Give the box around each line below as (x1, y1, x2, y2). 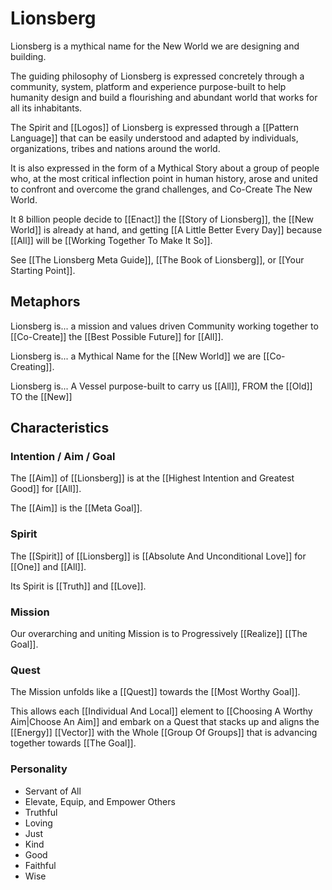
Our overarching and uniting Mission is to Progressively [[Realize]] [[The (10, 628, 308, 640)
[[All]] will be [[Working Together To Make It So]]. (10, 234, 213, 246)
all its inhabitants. (10, 102, 83, 114)
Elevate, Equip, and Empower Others (24, 795, 176, 807)
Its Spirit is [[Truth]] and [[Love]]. (10, 580, 147, 592)
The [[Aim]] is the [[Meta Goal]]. (10, 502, 143, 514)
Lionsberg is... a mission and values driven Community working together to (10, 320, 319, 332)
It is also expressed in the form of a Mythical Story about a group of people (10, 162, 320, 174)
